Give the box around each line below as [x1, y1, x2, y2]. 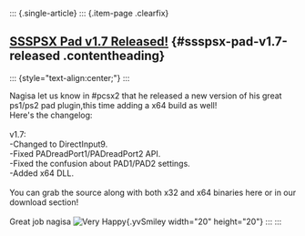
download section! [9, 196, 79, 208]
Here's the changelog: [9, 109, 93, 120]
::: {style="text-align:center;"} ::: [9, 72, 130, 83]
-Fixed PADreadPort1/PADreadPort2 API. [9, 148, 161, 159]
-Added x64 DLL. [9, 168, 75, 179]
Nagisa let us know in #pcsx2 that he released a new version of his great [9, 90, 282, 101]
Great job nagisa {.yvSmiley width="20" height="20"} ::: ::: [9, 216, 282, 227]
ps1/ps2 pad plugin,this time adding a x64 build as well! [9, 99, 218, 110]
